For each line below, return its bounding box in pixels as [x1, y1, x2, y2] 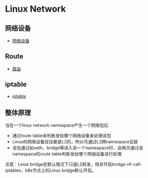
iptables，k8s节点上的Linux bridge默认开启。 [5, 167, 96, 174]
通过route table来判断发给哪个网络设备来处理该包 [12, 133, 111, 138]
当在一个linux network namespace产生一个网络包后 [5, 122, 108, 128]
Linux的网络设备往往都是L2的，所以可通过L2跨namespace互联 [12, 139, 138, 145]
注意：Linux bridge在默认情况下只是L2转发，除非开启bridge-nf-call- [5, 161, 143, 167]
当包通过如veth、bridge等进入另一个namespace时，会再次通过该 [12, 145, 143, 151]
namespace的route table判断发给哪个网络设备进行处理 [12, 151, 122, 157]
